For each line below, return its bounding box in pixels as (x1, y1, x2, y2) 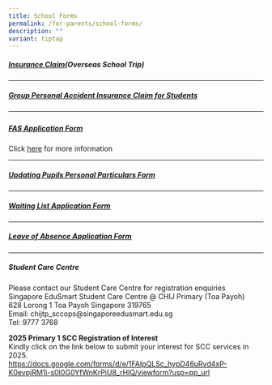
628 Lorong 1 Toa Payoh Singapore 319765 (8, 300, 151, 310)
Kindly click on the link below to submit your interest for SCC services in (8, 341, 249, 351)
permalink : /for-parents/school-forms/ (8, 19, 143, 28)
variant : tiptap (8, 34, 63, 43)
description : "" (8, 27, 63, 35)
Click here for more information (8, 143, 113, 153)
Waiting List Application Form (8, 200, 111, 211)
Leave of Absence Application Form (8, 232, 132, 242)
